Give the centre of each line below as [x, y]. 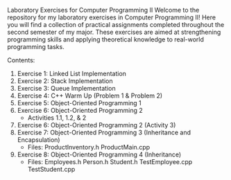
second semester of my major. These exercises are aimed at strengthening [114, 32]
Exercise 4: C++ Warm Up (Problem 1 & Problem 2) [90, 96]
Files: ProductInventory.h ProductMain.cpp [89, 147]
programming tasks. [36, 47]
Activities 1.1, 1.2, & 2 [57, 118]
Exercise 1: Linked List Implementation [72, 73]
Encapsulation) [38, 140]
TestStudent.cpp [51, 169]
